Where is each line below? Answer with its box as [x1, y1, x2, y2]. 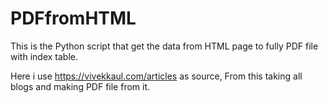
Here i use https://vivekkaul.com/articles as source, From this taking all [10, 70, 303, 82]
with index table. [10, 50, 78, 62]
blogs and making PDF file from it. [10, 80, 151, 92]
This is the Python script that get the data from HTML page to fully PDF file [10, 40, 319, 52]
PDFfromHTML [10, 7, 137, 30]
